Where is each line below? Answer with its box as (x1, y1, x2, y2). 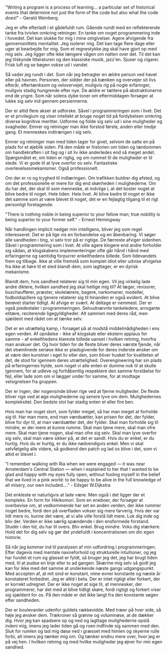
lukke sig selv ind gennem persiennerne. (5, 98, 89, 104)
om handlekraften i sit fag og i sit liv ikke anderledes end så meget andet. (5, 150, 156, 155)
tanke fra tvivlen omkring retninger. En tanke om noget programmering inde (5, 30, 161, 36)
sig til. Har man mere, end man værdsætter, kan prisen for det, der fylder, (5, 414, 156, 420)
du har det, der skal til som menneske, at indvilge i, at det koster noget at (5, 186, 155, 192)
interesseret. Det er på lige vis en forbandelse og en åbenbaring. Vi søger (5, 232, 156, 237)
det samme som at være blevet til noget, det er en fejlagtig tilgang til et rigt (5, 196, 159, 202)
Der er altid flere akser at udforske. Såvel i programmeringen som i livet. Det (5, 108, 162, 114)
